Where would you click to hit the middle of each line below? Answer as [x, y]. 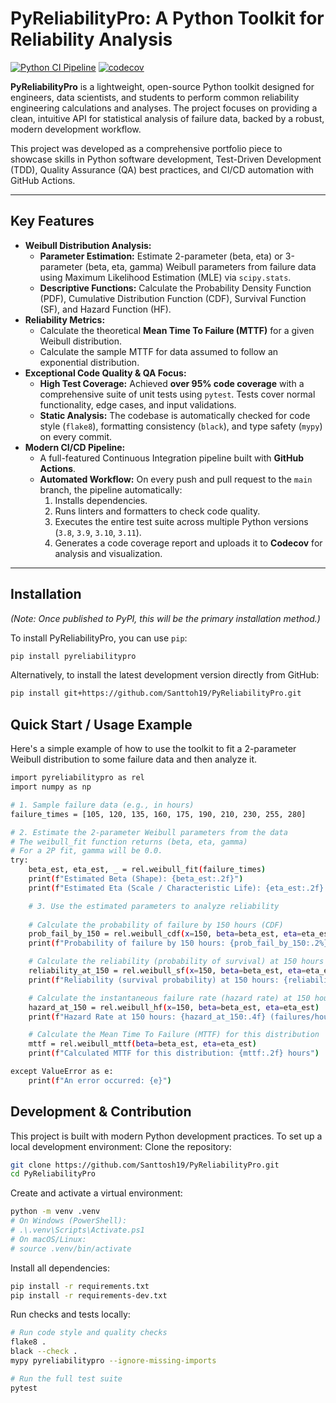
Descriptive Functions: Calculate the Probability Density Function [175, 288]
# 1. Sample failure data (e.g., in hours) [102, 805]
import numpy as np [51, 787]
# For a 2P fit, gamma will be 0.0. [86, 851]
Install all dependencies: [60, 1268]
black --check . [44, 1352]
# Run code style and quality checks [89, 1333]
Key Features [52, 221]
